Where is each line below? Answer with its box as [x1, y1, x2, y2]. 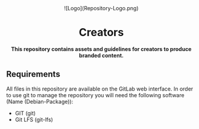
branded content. [79, 52, 124, 59]
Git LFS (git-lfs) [14, 116, 53, 123]
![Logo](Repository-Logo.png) [64, 5, 139, 11]
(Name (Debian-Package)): [6, 98, 74, 105]
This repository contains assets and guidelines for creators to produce [11, 45, 192, 52]
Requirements [6, 69, 60, 79]
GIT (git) [14, 109, 36, 116]
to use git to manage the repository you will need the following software [6, 91, 185, 98]
